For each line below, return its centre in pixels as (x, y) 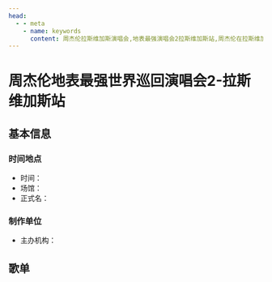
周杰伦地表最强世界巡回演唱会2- (115, 81)
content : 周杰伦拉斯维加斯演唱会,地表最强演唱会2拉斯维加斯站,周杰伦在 (136, 38)
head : (17, 16)
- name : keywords (52, 31)
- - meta (30, 23)
